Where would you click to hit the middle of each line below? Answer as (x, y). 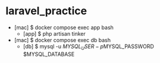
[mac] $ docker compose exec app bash (64, 27)
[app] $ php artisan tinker (54, 33)
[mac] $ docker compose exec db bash (62, 40)
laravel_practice (46, 11)
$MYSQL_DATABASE (49, 54)
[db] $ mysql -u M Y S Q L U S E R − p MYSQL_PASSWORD (88, 47)
